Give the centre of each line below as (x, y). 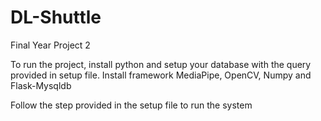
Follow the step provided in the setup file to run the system (131, 105)
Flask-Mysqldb (41, 85)
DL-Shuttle (56, 17)
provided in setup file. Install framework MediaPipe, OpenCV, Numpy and (161, 75)
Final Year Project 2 (50, 45)
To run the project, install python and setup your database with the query (161, 64)
